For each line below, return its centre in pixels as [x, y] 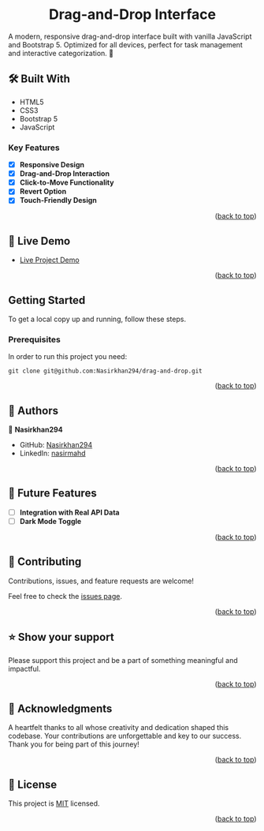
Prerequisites [34, 339]
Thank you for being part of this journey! [74, 744]
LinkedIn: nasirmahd [52, 453]
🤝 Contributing [45, 562]
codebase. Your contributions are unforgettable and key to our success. [125, 736]
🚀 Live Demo [39, 241]
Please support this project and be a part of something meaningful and [123, 660]
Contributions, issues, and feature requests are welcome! [101, 581]
